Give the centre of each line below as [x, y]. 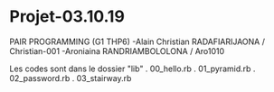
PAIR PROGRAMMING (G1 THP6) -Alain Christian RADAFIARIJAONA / [137, 41]
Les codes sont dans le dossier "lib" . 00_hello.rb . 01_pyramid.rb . [132, 69]
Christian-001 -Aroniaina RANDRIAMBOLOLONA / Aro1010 [117, 51]
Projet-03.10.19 [67, 17]
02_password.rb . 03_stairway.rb [71, 78]
